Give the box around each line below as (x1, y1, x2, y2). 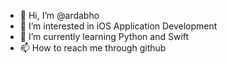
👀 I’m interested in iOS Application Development (19, 20, 218, 32)
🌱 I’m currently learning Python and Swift (19, 31, 190, 42)
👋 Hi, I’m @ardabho (19, 10, 100, 21)
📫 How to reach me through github (19, 42, 167, 54)
